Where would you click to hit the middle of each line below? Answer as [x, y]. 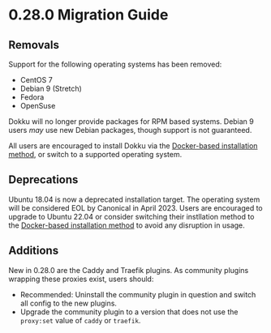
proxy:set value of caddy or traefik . [80, 320]
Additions [34, 251]
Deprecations [43, 180]
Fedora [32, 97]
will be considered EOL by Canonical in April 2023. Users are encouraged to [136, 207]
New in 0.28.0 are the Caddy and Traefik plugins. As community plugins [129, 270]
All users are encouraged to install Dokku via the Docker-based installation [133, 146]
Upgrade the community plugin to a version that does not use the [129, 312]
